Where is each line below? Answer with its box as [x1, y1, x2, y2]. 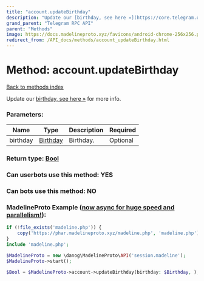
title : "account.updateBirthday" [6, 8, 91, 15]
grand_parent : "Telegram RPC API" [6, 20, 94, 26]
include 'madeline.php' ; [6, 241, 69, 248]
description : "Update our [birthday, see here [6, 15, 126, 21]
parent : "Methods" [6, 25, 53, 32]
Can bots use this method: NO [6, 187, 97, 195]
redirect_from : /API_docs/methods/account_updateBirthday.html [6, 37, 170, 43]
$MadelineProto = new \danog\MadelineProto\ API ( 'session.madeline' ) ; [6, 252, 186, 259]
